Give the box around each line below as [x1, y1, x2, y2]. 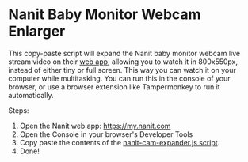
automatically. [8, 90, 54, 100]
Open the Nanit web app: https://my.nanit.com [19, 121, 171, 130]
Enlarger [8, 22, 66, 40]
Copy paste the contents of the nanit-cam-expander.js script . [19, 138, 220, 147]
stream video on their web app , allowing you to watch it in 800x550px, [8, 57, 238, 66]
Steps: [8, 105, 29, 115]
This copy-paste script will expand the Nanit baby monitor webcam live [8, 48, 240, 58]
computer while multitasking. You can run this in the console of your [8, 73, 231, 83]
